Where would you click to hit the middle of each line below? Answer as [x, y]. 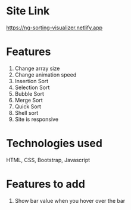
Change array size [37, 68]
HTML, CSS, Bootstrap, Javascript [48, 160]
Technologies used [54, 143]
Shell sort [26, 112]
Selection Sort [32, 87]
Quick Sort [28, 106]
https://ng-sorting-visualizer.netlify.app [54, 28]
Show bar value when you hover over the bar [70, 200]
